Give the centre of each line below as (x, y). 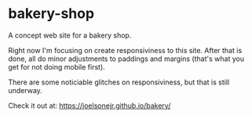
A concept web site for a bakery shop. (70, 35)
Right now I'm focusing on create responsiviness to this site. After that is (125, 50)
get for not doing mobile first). (57, 66)
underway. (26, 90)
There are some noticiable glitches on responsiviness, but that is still (119, 82)
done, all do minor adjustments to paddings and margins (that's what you (126, 59)
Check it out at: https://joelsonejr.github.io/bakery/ (89, 105)
